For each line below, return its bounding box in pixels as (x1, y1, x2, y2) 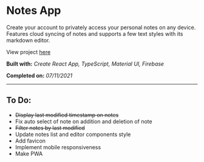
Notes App (6, 4, 61, 18)
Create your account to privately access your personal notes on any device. (6, 24, 196, 31)
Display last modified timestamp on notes (15, 111, 119, 118)
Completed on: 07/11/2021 (6, 72, 73, 79)
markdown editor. (6, 36, 50, 44)
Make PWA (15, 150, 43, 157)
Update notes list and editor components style (15, 130, 131, 138)
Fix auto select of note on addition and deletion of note (15, 118, 153, 125)
